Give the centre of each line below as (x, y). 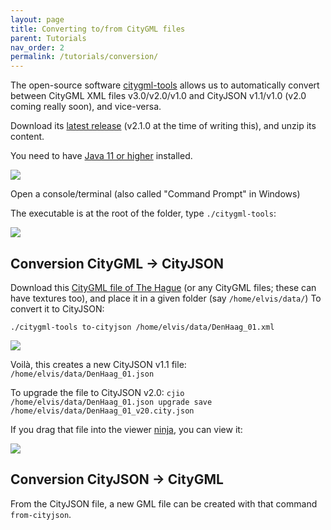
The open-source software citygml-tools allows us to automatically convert (165, 85)
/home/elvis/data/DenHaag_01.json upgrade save (111, 402)
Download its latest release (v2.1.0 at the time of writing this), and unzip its (163, 126)
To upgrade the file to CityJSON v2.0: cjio (97, 392)
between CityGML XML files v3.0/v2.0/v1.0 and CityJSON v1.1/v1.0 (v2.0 (158, 96)
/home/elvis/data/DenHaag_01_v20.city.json (102, 411)
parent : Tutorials (48, 38)
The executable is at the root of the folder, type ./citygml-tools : (143, 213)
